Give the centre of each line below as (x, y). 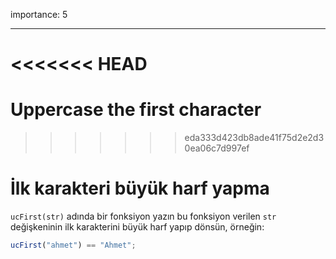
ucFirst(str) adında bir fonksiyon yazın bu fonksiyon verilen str (143, 216)
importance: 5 (39, 14)
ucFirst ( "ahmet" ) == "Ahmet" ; (73, 245)
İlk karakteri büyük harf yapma (140, 188)
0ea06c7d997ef (217, 148)
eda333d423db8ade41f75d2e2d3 (254, 138)
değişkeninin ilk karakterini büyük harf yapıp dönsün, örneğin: (137, 227)
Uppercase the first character (136, 110)
